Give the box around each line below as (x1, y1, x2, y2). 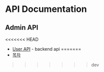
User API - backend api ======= (12, 46, 82, 52)
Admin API (5, 23, 39, 32)
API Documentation (5, 3, 87, 15)
